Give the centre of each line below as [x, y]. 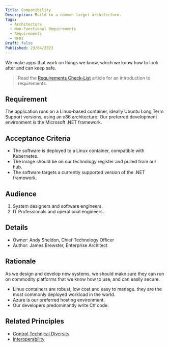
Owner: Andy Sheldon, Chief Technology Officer [63, 240]
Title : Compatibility [28, 10]
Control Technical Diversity [41, 333]
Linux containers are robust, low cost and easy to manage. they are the [87, 289]
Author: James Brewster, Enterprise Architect [60, 245]
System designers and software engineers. [58, 206]
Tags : [11, 19]
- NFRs [17, 39]
